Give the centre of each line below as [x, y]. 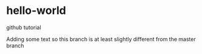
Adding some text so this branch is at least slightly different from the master [101, 39]
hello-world [36, 11]
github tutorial [24, 27]
